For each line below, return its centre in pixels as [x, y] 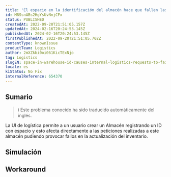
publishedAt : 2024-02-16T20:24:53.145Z [48, 34]
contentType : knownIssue [32, 43]
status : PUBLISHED [25, 19]
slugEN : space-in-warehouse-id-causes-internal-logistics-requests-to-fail [87, 62]
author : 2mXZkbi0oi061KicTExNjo [39, 53]
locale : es [17, 67]
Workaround [26, 170]
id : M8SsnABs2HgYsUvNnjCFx [34, 15]
